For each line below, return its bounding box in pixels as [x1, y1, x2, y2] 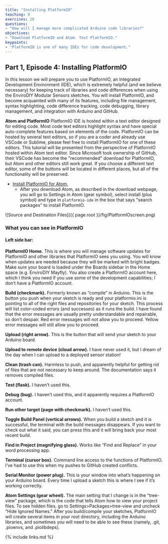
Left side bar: [5, 236, 33, 243]
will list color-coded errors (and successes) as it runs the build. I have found [5, 306, 162, 312]
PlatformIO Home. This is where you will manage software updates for [5, 248, 151, 254]
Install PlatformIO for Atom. [12, 181, 68, 187]
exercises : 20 [5, 17, 35, 22]
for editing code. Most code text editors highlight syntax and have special [5, 123, 157, 129]
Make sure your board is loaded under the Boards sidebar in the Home [5, 264, 150, 270]
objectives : [5, 31, 30, 36]
